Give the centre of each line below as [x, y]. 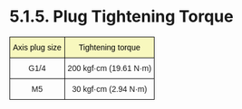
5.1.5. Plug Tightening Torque [121, 17]
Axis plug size [37, 47]
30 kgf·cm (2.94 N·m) [110, 89]
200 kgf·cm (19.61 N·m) [110, 68]
